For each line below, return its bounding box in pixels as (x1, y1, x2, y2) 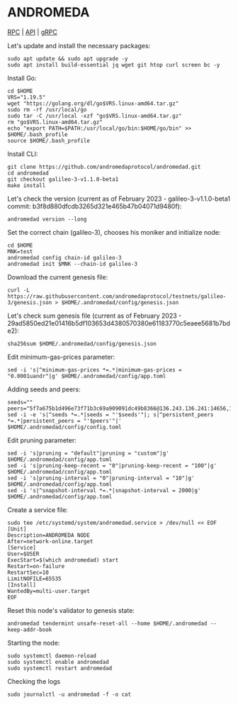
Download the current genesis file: (7, 272, 108, 281)
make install (7, 182, 46, 189)
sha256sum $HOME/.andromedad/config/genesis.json (7, 340, 157, 348)
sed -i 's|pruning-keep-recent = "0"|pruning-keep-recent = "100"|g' (7, 462, 217, 469)
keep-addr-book (7, 626, 52, 633)
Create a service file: (7, 505, 69, 514)
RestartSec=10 (7, 569, 50, 576)
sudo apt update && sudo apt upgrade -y (7, 55, 129, 62)
